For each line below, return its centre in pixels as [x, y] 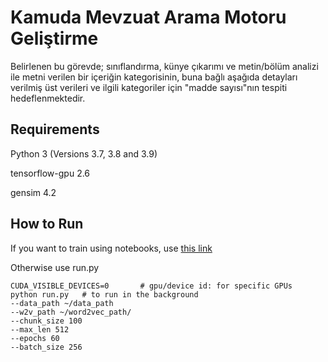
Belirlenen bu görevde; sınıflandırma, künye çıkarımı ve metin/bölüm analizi [164, 66]
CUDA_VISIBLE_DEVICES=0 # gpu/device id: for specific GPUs [151, 286]
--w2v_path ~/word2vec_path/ [71, 312]
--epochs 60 [35, 338]
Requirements [55, 129]
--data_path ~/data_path [62, 303]
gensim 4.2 [33, 192]
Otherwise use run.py [55, 267]
